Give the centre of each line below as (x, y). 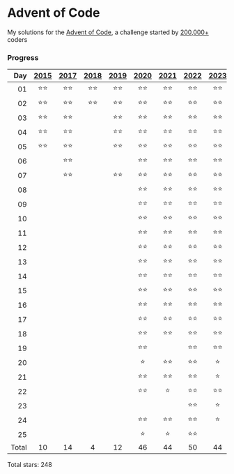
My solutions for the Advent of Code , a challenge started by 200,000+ (108, 32)
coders (17, 39)
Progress (23, 57)
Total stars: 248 (30, 465)
